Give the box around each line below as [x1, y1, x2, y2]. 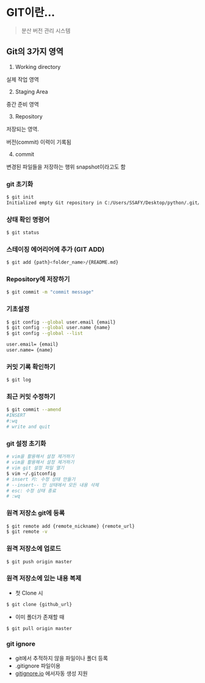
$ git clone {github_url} [6, 601, 72, 607]
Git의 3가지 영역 [6, 46, 64, 57]
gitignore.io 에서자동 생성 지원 [15, 670, 88, 677]
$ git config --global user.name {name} [6, 325, 111, 331]
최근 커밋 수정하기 [6, 392, 56, 401]
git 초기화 [6, 179, 34, 188]
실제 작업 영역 [6, 76, 40, 83]
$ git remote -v [6, 529, 48, 535]
